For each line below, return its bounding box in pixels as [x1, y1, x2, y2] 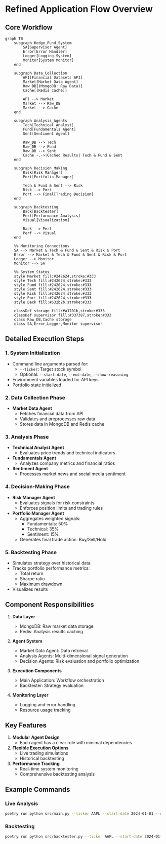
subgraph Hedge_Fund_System [14, 40, 72, 45]
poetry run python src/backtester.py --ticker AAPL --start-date [5, 834, 142, 839]
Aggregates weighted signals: [19, 515, 81, 522]
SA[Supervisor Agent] [23, 45, 68, 50]
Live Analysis [5, 800, 38, 807]
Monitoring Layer [12, 692, 48, 698]
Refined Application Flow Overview [5, 3, 153, 15]
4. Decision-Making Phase [5, 483, 70, 490]
